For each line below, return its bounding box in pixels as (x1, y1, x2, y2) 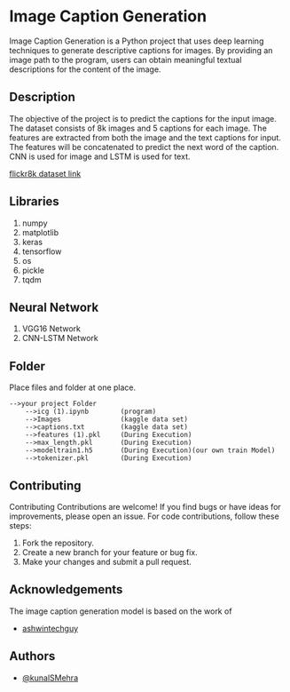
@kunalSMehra (21, 672, 79, 683)
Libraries (9, 194, 59, 210)
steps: (9, 521, 32, 530)
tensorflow (21, 246, 62, 257)
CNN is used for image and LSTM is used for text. (9, 151, 191, 162)
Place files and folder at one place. (9, 382, 137, 393)
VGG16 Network (21, 323, 82, 334)
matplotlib (21, 227, 59, 237)
